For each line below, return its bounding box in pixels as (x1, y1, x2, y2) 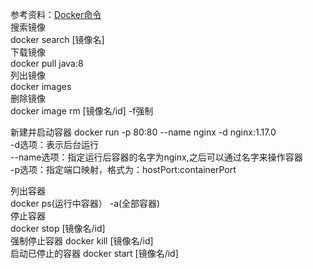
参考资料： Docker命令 (10, 9, 102, 20)
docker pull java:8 (10, 58, 84, 69)
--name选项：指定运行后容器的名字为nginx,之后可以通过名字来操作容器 (10, 151, 303, 163)
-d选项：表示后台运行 (10, 139, 100, 150)
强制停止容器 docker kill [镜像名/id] (10, 235, 154, 247)
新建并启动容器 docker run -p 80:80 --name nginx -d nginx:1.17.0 (10, 126, 277, 138)
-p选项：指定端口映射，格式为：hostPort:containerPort (10, 164, 237, 175)
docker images (10, 81, 72, 92)
